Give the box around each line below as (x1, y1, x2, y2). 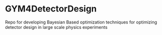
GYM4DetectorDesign (5, 3, 97, 14)
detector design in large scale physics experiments (5, 24, 108, 30)
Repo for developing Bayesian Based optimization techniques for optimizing (5, 19, 158, 25)
